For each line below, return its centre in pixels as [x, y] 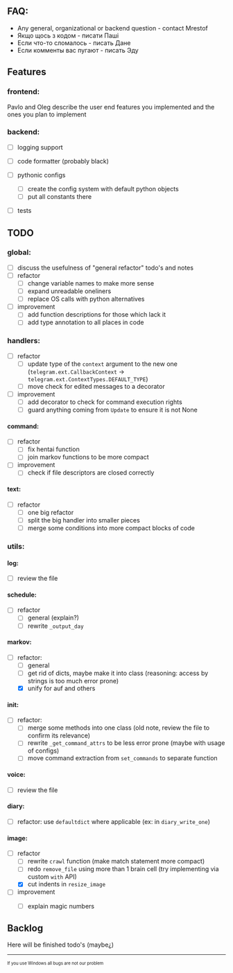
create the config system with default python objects [103, 189]
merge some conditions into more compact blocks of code [111, 528]
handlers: [24, 341]
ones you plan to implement [47, 114]
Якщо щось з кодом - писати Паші [68, 35]
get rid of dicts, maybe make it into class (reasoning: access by [118, 673]
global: [19, 252]
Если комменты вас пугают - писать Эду [78, 50]
